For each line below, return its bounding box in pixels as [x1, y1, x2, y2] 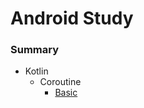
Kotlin [24, 65, 49, 77]
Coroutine [39, 76, 82, 88]
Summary [10, 43, 60, 57]
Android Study [10, 7, 134, 30]
